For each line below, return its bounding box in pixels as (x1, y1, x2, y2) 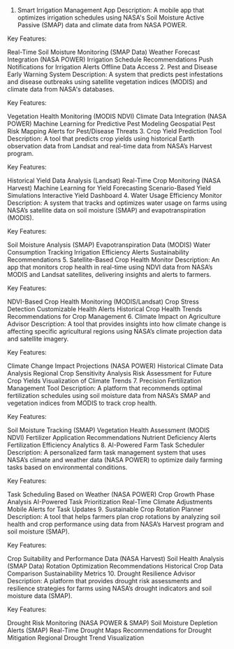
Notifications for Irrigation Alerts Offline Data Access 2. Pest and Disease (7, 63, 218, 71)
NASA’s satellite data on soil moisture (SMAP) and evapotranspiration (7, 206, 206, 214)
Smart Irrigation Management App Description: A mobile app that (17, 6, 205, 14)
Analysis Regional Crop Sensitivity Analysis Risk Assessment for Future (7, 369, 212, 377)
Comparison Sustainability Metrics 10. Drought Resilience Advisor (7, 569, 196, 578)
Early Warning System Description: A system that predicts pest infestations (7, 70, 224, 78)
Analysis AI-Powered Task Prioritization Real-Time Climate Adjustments (7, 498, 213, 506)
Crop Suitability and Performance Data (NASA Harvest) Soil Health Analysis (7, 555, 225, 562)
